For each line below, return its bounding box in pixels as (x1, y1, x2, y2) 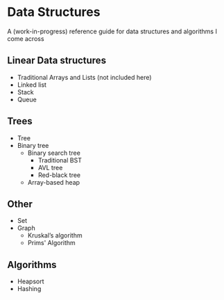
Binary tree (17, 141, 49, 149)
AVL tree (37, 163, 63, 172)
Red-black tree (37, 171, 81, 179)
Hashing (17, 285, 42, 293)
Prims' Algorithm (27, 239, 76, 247)
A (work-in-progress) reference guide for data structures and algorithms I (7, 27, 217, 35)
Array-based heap (27, 178, 80, 186)
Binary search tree (27, 149, 81, 157)
